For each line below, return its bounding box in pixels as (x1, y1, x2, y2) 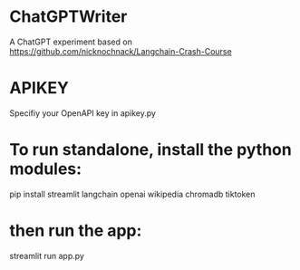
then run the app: (9, 220, 142, 241)
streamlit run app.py (9, 250, 84, 261)
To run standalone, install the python (9, 140, 292, 160)
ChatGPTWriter (9, 6, 128, 27)
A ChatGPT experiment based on (9, 36, 133, 47)
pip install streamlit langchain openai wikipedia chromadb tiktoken (9, 188, 256, 199)
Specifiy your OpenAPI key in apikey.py (9, 107, 157, 119)
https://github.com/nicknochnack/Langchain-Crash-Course (9, 45, 233, 56)
